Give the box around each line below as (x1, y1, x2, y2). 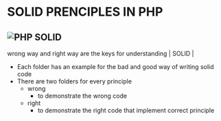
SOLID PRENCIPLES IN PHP (7, 4, 163, 20)
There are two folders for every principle (16, 77, 132, 85)
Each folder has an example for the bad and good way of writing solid (16, 63, 214, 70)
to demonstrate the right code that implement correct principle (37, 107, 215, 114)
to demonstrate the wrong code (37, 92, 128, 100)
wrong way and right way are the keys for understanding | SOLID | (7, 49, 194, 57)
